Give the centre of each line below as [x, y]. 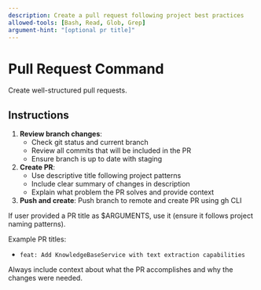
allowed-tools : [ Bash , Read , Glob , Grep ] [77, 23]
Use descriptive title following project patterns [106, 176]
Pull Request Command [86, 69]
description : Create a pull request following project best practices [126, 15]
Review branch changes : [61, 134]
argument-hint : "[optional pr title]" [72, 30]
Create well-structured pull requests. [68, 90]
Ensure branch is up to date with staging [97, 159]
